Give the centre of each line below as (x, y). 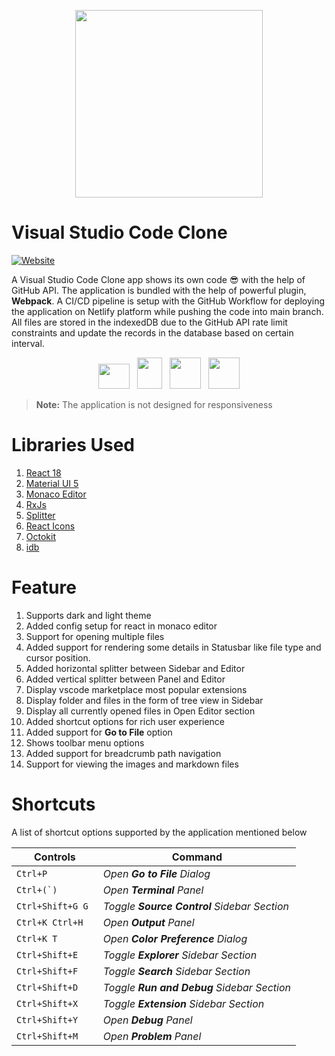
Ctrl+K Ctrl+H (50, 922)
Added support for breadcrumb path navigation (123, 753)
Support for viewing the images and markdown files (132, 764)
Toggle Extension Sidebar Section (183, 1003)
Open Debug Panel (147, 1020)
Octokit (40, 536)
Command (197, 857)
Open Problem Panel (152, 1036)
